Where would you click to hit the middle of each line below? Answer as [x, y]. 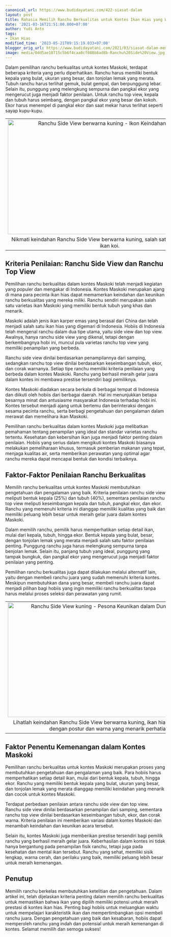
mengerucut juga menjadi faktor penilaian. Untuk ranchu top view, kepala [82, 94]
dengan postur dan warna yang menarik [97, 729]
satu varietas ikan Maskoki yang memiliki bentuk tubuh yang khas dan [79, 306]
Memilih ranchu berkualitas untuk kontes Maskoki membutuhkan [73, 487]
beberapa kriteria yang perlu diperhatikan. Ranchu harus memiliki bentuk [82, 72]
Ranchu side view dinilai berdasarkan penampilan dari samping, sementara [84, 809]
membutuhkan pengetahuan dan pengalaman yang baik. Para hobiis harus [83, 772]
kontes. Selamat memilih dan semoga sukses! [53, 929]
